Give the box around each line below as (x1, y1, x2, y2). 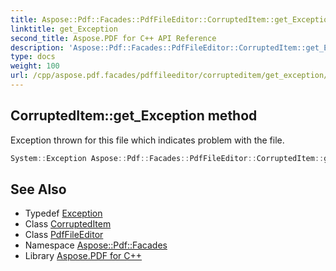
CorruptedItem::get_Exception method (10, 107, 258, 125)
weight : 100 (10, 61, 60, 71)
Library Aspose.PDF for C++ (24, 250, 143, 262)
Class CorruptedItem (24, 218, 112, 230)
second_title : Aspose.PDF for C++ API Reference (10, 33, 217, 43)
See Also (10, 181, 67, 198)
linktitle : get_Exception (10, 24, 118, 34)
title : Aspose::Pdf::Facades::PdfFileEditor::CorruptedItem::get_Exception (10, 14, 333, 25)
